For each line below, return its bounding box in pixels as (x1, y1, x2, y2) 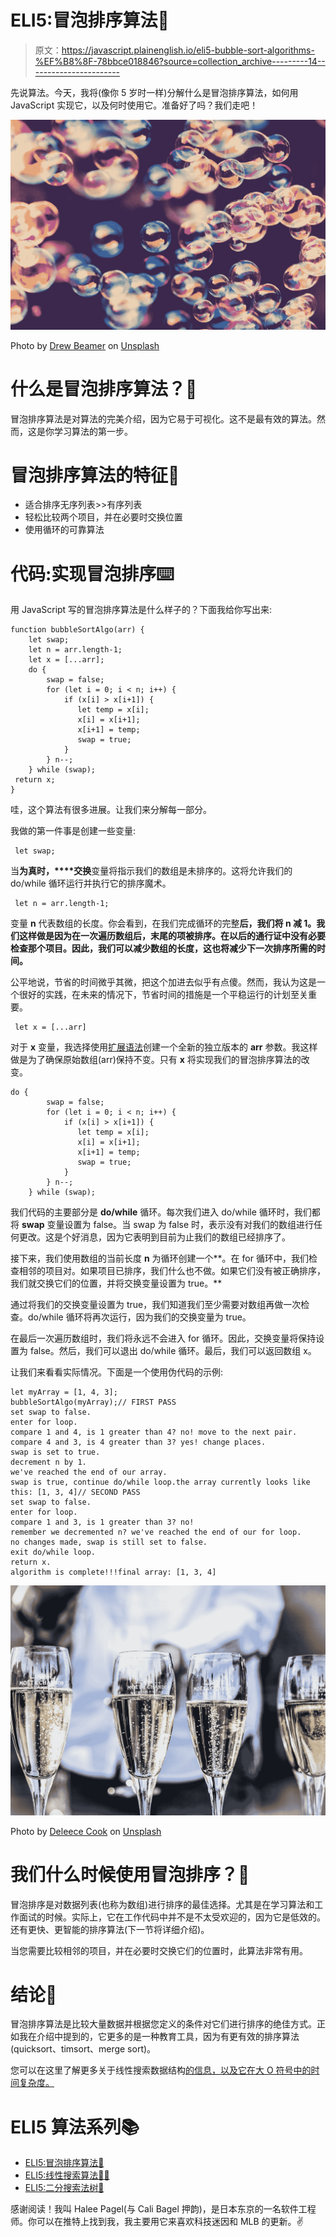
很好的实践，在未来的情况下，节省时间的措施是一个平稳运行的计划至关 (18, 989, 308, 1001)
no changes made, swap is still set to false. (10, 1537, 208, 1548)
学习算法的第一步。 (53, 425, 133, 437)
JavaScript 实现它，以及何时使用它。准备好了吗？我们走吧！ (10, 99, 259, 111)
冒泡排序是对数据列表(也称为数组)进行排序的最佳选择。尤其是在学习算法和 (10, 1898, 315, 1910)
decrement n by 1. (10, 1457, 87, 1468)
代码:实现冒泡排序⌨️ (10, 562, 175, 585)
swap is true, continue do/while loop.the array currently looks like (10, 1477, 311, 1488)
